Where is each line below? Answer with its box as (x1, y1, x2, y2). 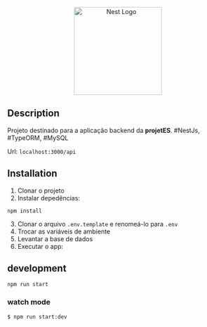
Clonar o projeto (17, 186, 65, 195)
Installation (7, 167, 58, 179)
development (7, 262, 67, 274)
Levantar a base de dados (17, 234, 93, 243)
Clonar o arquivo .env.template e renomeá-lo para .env (17, 219, 178, 228)
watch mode (7, 297, 51, 307)
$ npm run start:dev (7, 313, 68, 320)
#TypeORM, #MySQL (7, 134, 69, 142)
